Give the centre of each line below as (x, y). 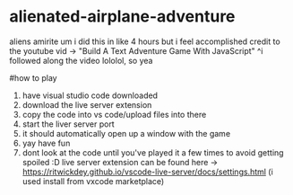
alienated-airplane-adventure (122, 17)
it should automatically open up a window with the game (126, 133)
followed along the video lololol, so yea (81, 60)
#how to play (33, 77)
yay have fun (46, 143)
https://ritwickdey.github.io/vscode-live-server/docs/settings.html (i (147, 172)
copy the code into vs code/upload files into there (114, 114)
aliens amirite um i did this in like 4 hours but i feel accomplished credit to (145, 41)
